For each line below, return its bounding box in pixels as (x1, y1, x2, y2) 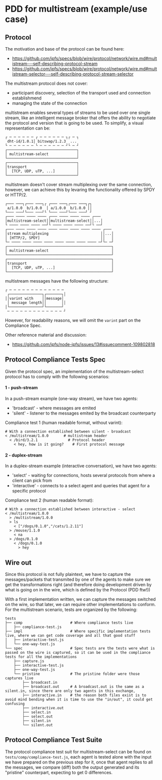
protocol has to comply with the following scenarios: (5, 374, 110, 380)
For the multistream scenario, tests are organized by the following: (5, 607, 137, 612)
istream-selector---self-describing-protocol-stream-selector (12, 71, 134, 76)
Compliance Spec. (5, 323, 42, 328)
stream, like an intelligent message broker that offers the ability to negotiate (5, 115, 156, 120)
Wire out (5, 558, 32, 567)
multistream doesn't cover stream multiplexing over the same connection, (5, 182, 152, 187)
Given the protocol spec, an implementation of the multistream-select (5, 368, 144, 374)
